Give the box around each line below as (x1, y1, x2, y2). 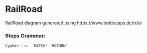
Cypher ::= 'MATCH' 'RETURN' (5, 44, 68, 49)
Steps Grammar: (5, 32, 46, 39)
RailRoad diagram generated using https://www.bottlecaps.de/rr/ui (5, 20, 142, 26)
